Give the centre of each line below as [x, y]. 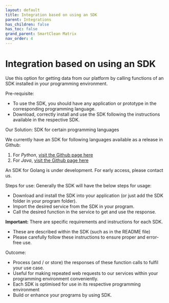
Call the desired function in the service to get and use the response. [84, 212]
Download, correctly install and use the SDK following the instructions [86, 114]
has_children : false [27, 24]
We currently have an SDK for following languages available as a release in [84, 139]
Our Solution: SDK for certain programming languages [62, 129]
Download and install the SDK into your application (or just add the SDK [88, 196]
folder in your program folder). [45, 201]
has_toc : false [22, 29]
